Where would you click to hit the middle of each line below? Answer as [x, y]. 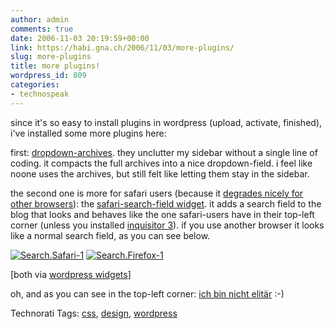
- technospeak [40, 94]
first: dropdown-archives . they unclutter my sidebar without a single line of [164, 152]
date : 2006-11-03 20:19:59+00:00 [80, 38]
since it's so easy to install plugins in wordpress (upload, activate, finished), [166, 122]
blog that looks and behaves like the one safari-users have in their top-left [162, 214]
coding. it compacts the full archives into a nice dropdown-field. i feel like [161, 163]
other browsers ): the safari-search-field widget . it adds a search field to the [166, 203]
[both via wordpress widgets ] [71, 274]
